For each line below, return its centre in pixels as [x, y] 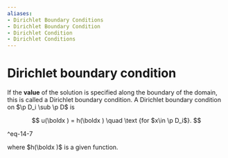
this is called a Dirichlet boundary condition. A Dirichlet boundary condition [114, 100]
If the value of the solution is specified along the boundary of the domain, [112, 92]
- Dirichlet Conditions [42, 39]
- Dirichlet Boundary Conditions [55, 20]
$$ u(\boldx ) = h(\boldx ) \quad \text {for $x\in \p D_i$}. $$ [116, 121]
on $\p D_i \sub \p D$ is [41, 107]
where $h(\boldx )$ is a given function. [63, 147]
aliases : [20, 13]
